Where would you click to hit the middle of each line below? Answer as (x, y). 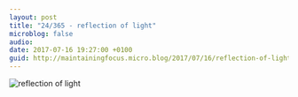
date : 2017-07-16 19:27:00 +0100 (71, 50)
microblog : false (41, 34)
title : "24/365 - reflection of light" (83, 26)
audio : (21, 42)
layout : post (33, 17)
